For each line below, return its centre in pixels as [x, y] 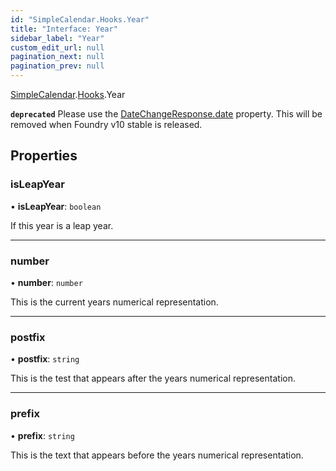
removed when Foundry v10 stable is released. [106, 124]
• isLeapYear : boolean [56, 206]
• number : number [46, 282]
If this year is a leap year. [62, 225]
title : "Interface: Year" [64, 29]
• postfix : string [45, 359]
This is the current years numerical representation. [114, 302]
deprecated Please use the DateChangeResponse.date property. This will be [166, 114]
